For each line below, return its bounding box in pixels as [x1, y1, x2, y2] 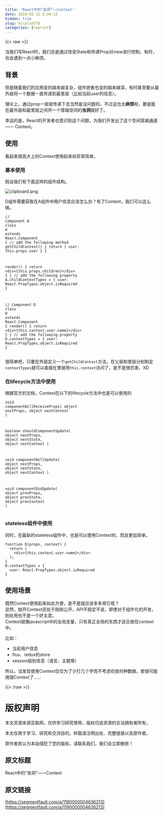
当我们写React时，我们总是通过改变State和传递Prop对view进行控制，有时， [5, 49, 157, 55]
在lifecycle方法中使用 [5, 378, 56, 385]
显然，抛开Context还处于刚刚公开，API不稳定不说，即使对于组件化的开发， [5, 606, 156, 612]
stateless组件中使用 [5, 520, 53, 527]
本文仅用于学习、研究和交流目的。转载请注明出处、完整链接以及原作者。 [5, 730, 150, 736]
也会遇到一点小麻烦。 [5, 55, 48, 61]
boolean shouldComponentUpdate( [5, 428, 71, 433]
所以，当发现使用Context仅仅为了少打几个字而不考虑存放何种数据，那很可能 [5, 668, 158, 674]
